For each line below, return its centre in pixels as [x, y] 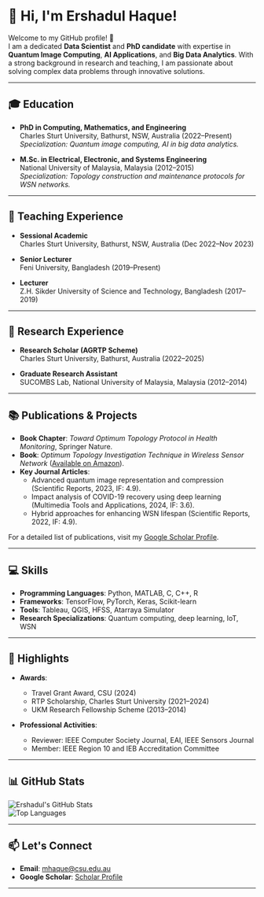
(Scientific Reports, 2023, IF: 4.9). [86, 489]
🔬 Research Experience [66, 331]
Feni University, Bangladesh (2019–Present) [90, 268]
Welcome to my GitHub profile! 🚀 [61, 38]
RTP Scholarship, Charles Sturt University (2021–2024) [120, 701]
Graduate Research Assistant [68, 374]
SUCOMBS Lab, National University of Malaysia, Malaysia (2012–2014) [133, 382]
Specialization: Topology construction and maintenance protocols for [132, 175]
